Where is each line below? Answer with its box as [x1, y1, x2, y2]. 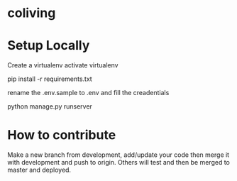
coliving [7, 5, 56, 21]
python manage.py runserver [7, 102, 92, 111]
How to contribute [7, 127, 116, 143]
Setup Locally [7, 38, 90, 54]
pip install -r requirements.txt [7, 75, 92, 83]
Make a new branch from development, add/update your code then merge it [7, 150, 229, 159]
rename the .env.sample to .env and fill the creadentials [7, 89, 170, 97]
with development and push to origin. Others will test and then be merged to [7, 158, 231, 167]
